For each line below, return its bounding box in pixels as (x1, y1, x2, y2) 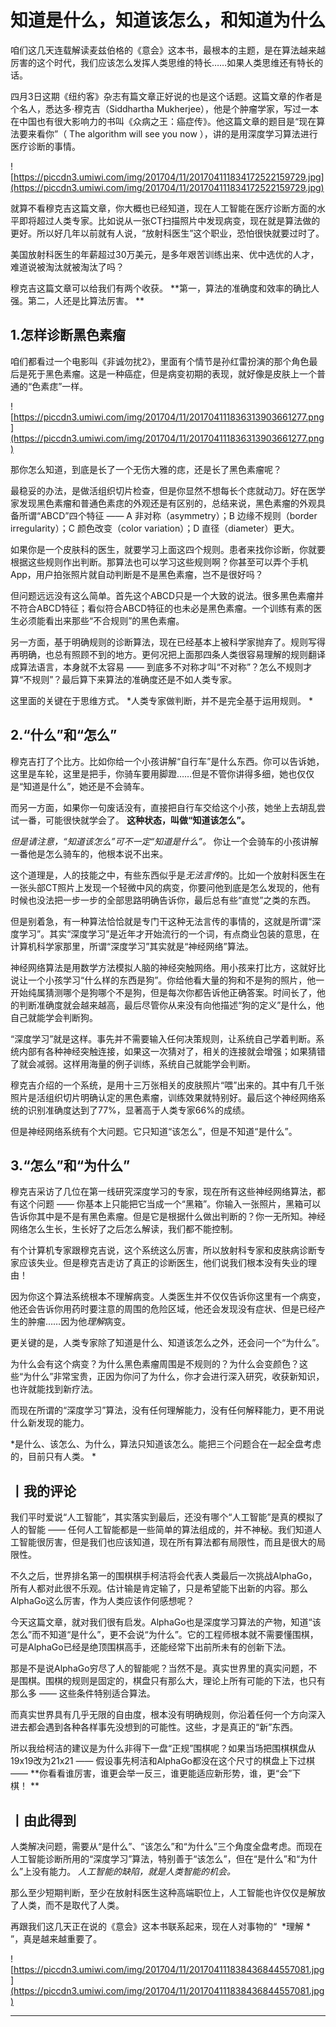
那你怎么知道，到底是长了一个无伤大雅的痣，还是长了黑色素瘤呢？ (10, 463, 282, 475)
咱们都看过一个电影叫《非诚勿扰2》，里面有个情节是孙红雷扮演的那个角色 (10, 355, 310, 367)
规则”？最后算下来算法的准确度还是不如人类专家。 (31, 673, 238, 685)
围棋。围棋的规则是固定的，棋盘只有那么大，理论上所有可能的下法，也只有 (18, 1675, 326, 1687)
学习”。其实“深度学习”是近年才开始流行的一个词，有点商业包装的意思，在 (18, 927, 320, 940)
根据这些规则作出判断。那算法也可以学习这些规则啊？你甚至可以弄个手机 (10, 556, 308, 568)
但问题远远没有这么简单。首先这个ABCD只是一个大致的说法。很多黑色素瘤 (10, 589, 316, 601)
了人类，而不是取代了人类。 (10, 1899, 125, 1911)
